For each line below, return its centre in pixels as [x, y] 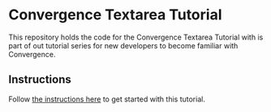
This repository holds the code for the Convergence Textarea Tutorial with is [136, 37]
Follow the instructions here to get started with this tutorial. [107, 99]
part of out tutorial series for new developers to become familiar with [123, 45]
